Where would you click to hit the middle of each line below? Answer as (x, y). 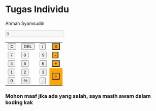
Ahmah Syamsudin (25, 23)
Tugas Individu (37, 9)
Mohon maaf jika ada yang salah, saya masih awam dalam (78, 96)
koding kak (19, 102)
